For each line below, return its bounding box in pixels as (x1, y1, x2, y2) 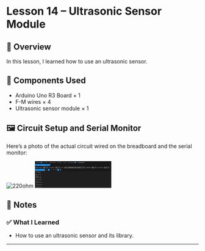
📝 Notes (6, 200, 37, 210)
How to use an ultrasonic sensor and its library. (15, 232, 134, 239)
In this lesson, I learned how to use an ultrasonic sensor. (6, 58, 148, 65)
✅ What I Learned (6, 218, 60, 227)
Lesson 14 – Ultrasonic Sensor (6, 4, 162, 18)
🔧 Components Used (6, 75, 87, 86)
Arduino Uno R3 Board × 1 (15, 92, 81, 99)
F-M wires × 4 (15, 98, 51, 105)
